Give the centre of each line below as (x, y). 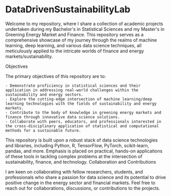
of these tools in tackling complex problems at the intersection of (74, 156)
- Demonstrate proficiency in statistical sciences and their (73, 86)
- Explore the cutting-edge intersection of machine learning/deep (79, 99)
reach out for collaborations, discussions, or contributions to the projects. (83, 188)
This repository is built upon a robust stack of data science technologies (81, 140)
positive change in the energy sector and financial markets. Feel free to (80, 183)
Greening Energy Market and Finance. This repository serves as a (74, 34)
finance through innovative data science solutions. (63, 117)
